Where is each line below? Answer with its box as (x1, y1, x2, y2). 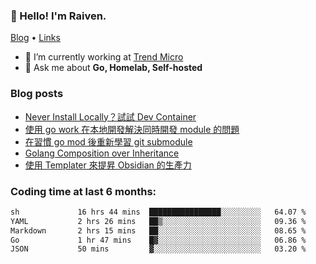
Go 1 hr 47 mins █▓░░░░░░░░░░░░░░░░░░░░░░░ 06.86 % (10, 235, 307, 245)
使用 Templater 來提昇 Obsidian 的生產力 (24, 159, 192, 171)
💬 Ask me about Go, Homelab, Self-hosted (24, 62, 203, 74)
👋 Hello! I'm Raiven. (10, 9, 107, 23)
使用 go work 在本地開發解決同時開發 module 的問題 (24, 123, 240, 135)
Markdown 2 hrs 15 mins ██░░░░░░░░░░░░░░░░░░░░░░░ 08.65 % (10, 225, 307, 236)
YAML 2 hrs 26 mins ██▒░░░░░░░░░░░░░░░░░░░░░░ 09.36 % (10, 216, 307, 226)
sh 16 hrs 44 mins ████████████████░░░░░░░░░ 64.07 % (10, 207, 307, 217)
